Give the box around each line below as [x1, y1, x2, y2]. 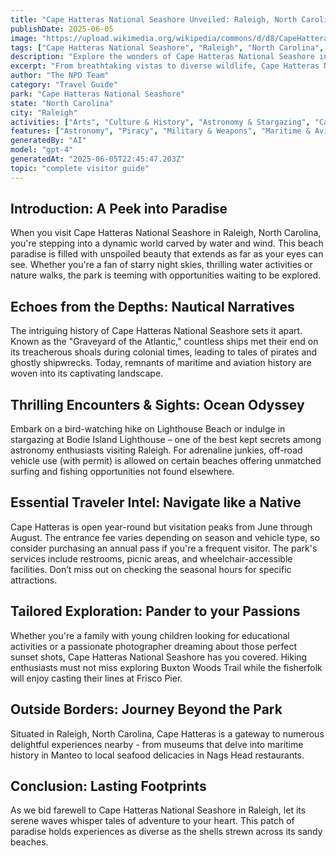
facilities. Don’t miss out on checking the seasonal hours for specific [10, 563, 292, 575]
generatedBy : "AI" [10, 136, 87, 146]
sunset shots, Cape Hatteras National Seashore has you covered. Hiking [10, 651, 308, 663]
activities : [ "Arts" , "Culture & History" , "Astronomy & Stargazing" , [10, 117, 311, 127]
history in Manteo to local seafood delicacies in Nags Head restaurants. [10, 749, 305, 761]
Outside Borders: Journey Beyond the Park [10, 701, 283, 718]
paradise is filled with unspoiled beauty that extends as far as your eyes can [10, 248, 324, 260]
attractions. [10, 574, 58, 586]
